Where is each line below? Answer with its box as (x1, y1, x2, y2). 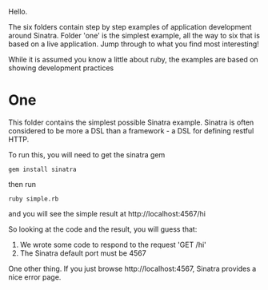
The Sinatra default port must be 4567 (19, 248, 146, 258)
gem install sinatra (8, 165, 78, 173)
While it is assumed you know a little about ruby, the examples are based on (8, 55, 258, 64)
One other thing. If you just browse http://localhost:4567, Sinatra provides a (8, 264, 257, 273)
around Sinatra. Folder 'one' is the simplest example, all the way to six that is (8, 31, 260, 40)
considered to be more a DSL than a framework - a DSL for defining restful (8, 125, 254, 135)
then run (8, 179, 37, 189)
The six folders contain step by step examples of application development (8, 22, 252, 31)
